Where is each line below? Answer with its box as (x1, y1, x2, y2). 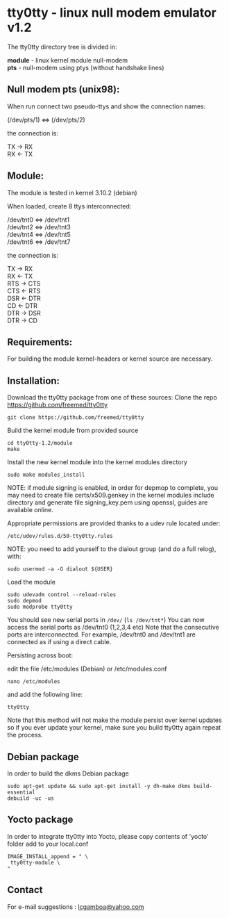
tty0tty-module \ (10, 859, 60, 866)
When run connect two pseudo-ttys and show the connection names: (7, 102, 206, 110)
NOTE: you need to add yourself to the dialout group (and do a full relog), (7, 545, 217, 553)
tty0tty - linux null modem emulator (7, 5, 217, 21)
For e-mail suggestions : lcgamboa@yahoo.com (7, 902, 144, 911)
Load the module (7, 578, 56, 587)
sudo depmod (7, 598, 42, 605)
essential (7, 789, 36, 796)
